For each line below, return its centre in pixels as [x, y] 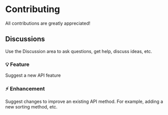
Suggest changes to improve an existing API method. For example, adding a [84, 101]
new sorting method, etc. [31, 107]
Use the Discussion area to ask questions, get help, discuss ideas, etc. [79, 51]
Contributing [33, 9]
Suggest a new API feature [33, 75]
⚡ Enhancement [25, 88]
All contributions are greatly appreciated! [48, 23]
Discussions [25, 39]
